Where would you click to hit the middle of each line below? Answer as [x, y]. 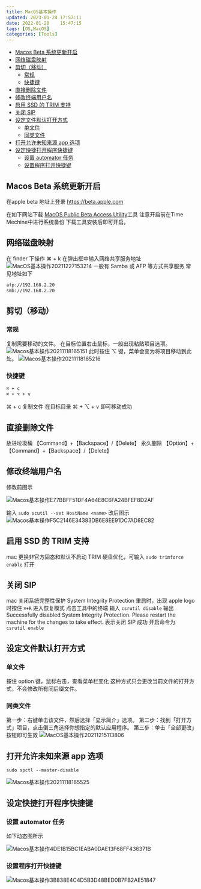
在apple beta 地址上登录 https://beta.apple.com [65, 201]
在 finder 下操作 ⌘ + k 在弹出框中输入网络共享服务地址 [74, 258]
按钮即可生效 [22, 735]
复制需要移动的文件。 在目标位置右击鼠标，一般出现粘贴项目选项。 [88, 344]
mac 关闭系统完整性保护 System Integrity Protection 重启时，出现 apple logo [100, 601]
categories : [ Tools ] [32, 34]
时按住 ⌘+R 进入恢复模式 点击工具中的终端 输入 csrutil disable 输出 [90, 608]
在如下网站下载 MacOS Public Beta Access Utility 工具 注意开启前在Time [95, 214]
